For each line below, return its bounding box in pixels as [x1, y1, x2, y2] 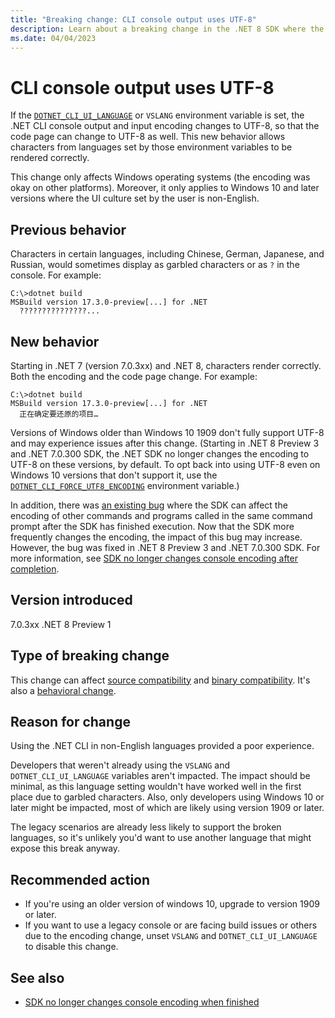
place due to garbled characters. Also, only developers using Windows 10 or [10, 791, 325, 803]
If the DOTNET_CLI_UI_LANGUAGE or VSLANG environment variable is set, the [10, 109, 305, 121]
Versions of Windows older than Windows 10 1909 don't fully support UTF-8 [10, 426, 325, 438]
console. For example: [10, 269, 102, 281]
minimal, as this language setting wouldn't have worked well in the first [10, 781, 302, 793]
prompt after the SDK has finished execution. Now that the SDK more [10, 520, 295, 532]
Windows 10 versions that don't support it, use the [10, 469, 218, 481]
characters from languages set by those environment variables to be [10, 141, 293, 153]
